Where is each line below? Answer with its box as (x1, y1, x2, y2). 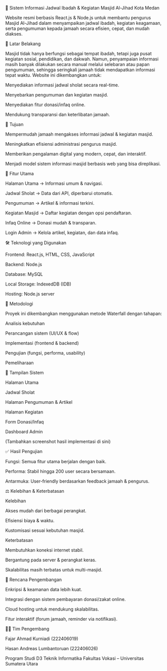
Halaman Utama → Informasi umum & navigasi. (5, 180, 103, 186)
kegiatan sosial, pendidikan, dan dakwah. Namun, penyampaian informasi (5, 56, 159, 62)
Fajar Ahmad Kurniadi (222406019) (5, 635, 78, 642)
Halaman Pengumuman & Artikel (5, 399, 72, 405)
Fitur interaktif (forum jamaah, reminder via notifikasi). (5, 616, 118, 622)
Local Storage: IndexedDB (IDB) (5, 281, 72, 287)
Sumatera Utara (5, 661, 38, 666)
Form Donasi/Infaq (5, 419, 44, 425)
